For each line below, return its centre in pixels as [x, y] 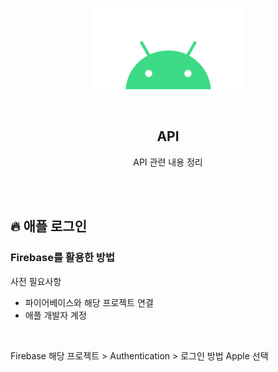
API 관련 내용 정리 [168, 162]
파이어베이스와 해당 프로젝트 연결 [89, 302]
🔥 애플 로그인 [48, 226]
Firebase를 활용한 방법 [62, 258]
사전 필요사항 [36, 281]
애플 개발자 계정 [55, 315]
